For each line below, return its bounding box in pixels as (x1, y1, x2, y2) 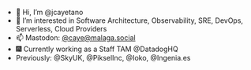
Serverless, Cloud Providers (15, 24, 107, 33)
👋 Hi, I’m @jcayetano (15, 8, 84, 17)
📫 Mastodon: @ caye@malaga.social (15, 33, 136, 42)
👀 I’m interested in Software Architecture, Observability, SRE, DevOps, (15, 16, 243, 25)
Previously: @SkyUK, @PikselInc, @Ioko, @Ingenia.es (15, 53, 191, 62)
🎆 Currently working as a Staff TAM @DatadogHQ (15, 44, 179, 53)
